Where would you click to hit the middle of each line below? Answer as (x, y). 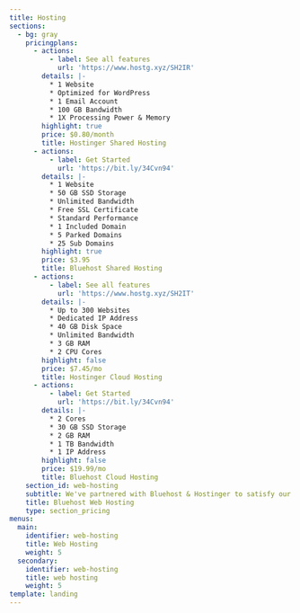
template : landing (44, 594)
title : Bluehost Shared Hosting (102, 269)
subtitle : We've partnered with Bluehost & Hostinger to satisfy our (159, 494)
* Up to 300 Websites (89, 310)
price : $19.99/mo (74, 469)
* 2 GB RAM (70, 435)
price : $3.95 (66, 260)
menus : (22, 519)
